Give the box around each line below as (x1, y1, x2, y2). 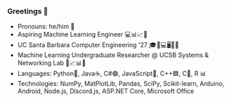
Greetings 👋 (7, 6, 48, 16)
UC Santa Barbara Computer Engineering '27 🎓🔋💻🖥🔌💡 (17, 41, 179, 49)
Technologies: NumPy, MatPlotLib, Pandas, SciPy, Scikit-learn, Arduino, (17, 79, 225, 88)
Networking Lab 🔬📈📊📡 (17, 59, 86, 68)
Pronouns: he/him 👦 (17, 23, 75, 31)
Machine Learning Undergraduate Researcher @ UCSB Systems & (17, 51, 209, 59)
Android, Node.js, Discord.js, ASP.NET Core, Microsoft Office (17, 87, 194, 96)
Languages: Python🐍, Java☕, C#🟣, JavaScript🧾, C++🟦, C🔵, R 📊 (17, 70, 207, 78)
